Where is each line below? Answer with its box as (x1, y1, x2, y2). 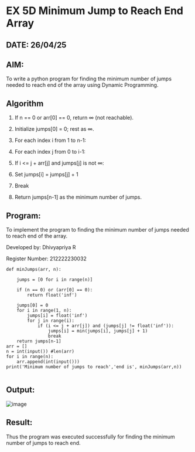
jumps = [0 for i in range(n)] (16, 277, 93, 283)
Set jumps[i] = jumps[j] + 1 (14, 171, 78, 178)
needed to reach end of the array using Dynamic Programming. (6, 81, 159, 89)
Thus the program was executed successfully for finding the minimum (6, 433, 175, 440)
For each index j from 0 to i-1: (14, 148, 86, 155)
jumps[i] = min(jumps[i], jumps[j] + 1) (47, 328, 148, 334)
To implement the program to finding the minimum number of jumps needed (6, 226, 189, 233)
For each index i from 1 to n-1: (14, 137, 87, 144)
